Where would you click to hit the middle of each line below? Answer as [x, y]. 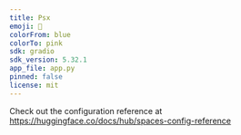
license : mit [34, 85]
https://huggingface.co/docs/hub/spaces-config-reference [120, 121]
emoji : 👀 [26, 26]
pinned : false [36, 77]
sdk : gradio [32, 52]
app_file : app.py [42, 69]
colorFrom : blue [40, 34]
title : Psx [30, 18]
